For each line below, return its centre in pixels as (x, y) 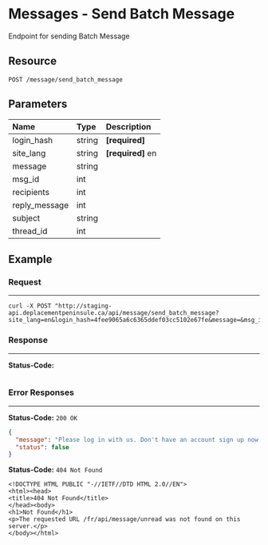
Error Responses (41, 392)
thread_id (30, 231)
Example (30, 259)
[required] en (131, 153)
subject (26, 218)
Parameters (38, 104)
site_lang (29, 153)
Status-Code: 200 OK (43, 417)
